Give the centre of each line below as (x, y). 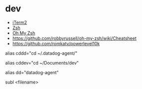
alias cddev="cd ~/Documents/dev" (42, 63)
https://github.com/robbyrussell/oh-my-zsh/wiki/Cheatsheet (74, 38)
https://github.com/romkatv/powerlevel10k (56, 43)
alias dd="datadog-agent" (32, 72)
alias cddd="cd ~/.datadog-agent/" (41, 53)
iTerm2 (20, 22)
